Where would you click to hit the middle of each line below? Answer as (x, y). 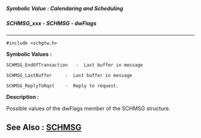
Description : (23, 97)
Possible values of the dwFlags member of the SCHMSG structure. (88, 109)
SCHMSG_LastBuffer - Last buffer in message (69, 76)
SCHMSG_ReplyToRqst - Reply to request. (63, 86)
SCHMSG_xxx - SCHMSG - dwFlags (51, 23)
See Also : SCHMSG (44, 127)
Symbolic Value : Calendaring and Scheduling (65, 8)
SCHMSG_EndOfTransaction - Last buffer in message (75, 65)
